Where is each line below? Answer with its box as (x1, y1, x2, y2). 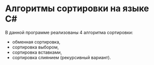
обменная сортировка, (12, 39, 60, 44)
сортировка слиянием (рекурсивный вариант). (12, 54, 111, 60)
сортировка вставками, (12, 49, 62, 55)
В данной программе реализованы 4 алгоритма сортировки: (5, 29, 133, 35)
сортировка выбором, (12, 44, 59, 50)
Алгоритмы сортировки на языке (5, 3, 150, 14)
